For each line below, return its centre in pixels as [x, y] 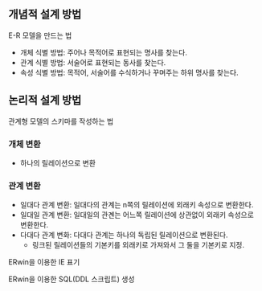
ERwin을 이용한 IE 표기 [44, 262]
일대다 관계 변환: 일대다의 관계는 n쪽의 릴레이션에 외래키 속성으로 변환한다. [137, 205]
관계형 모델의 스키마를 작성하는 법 [61, 121]
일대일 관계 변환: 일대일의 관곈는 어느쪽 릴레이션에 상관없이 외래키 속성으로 [137, 215]
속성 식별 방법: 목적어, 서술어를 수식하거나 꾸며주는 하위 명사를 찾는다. [129, 72]
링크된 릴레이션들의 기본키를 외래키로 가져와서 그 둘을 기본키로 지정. [138, 245]
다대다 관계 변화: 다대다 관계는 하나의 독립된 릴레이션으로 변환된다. [124, 235]
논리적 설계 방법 [45, 100]
